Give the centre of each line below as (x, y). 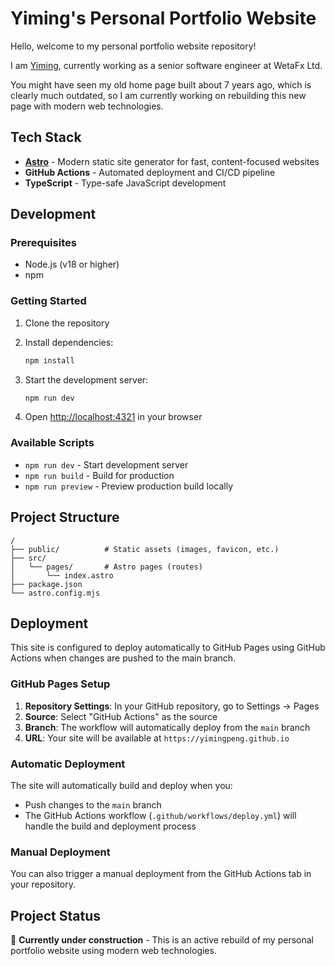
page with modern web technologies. (87, 106)
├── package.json (46, 584)
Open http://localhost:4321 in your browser (113, 417)
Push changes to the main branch (93, 805)
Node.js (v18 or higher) (72, 264)
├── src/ (28, 558)
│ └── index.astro (62, 575)
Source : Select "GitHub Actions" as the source (121, 716)
